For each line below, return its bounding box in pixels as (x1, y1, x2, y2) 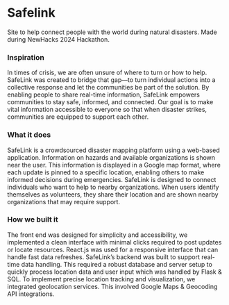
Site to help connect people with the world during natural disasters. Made (7, 28, 217, 36)
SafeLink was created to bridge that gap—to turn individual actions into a (7, 76, 216, 84)
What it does (7, 130, 51, 140)
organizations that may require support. (7, 197, 120, 206)
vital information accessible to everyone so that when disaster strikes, (7, 106, 207, 114)
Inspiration (7, 52, 45, 62)
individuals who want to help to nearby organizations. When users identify (7, 183, 219, 191)
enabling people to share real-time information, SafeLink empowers (7, 90, 200, 99)
